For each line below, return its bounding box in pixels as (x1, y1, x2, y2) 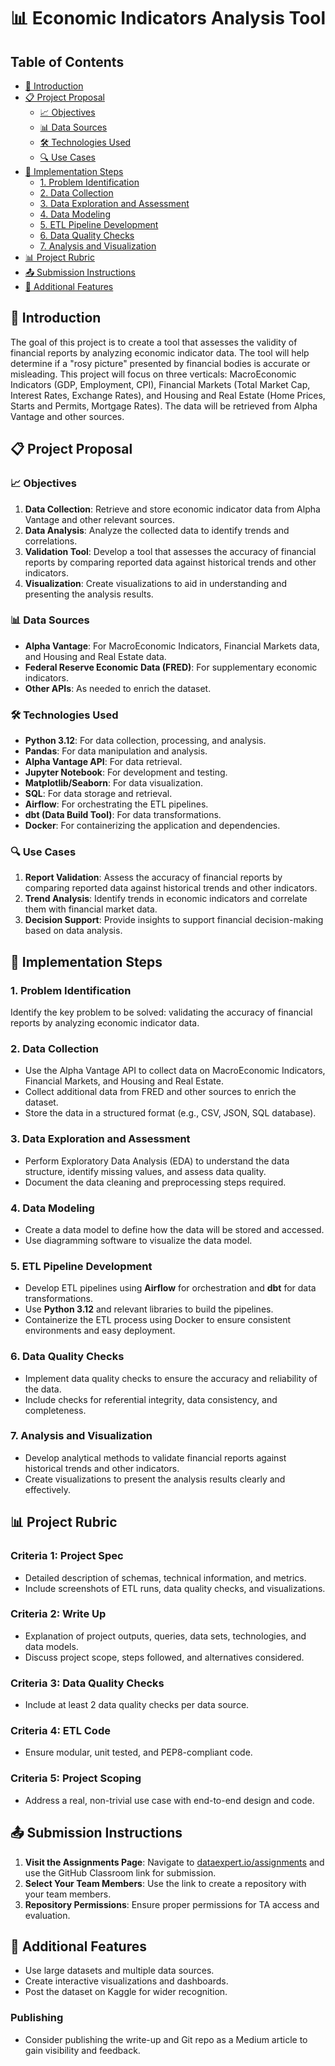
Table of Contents (10, 53, 125, 70)
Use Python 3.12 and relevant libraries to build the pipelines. (24, 1303, 274, 1315)
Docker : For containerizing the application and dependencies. (24, 820, 281, 832)
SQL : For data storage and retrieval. (24, 788, 173, 800)
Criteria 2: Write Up (10, 1607, 107, 1621)
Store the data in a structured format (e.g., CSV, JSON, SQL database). (24, 1107, 317, 1119)
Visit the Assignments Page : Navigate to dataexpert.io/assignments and (24, 1856, 325, 1868)
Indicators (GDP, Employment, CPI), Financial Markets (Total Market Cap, (10, 378, 311, 390)
